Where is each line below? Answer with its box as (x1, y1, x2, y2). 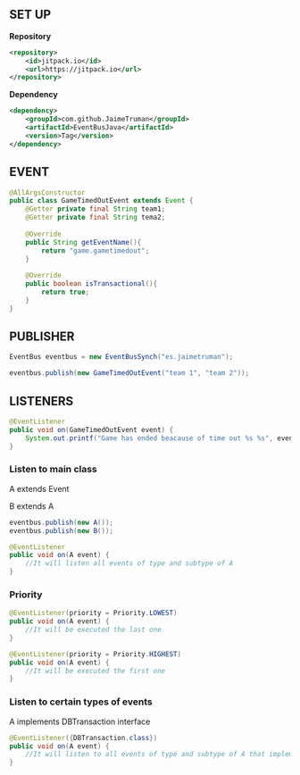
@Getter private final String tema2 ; (25, 213, 166, 222)
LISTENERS (9, 393, 74, 409)
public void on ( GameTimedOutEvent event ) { (9, 425, 174, 434)
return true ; (41, 287, 90, 296)
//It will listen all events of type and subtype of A (25, 559, 234, 568)
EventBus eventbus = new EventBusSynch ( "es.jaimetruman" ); (9, 353, 234, 362)
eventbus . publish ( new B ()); (9, 526, 114, 535)
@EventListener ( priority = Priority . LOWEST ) (9, 609, 178, 618)
